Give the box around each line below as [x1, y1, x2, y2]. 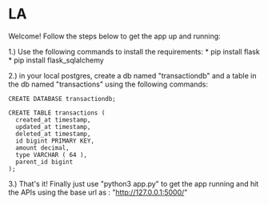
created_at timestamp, [15, 115, 91, 124]
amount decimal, [15, 143, 70, 152]
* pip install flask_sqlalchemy [8, 55, 104, 65]
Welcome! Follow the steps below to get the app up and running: [8, 31, 222, 41]
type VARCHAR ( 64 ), [15, 151, 88, 159]
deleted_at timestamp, [15, 130, 91, 138]
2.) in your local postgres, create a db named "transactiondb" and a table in [8, 70, 257, 80]
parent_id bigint [15, 158, 74, 166]
